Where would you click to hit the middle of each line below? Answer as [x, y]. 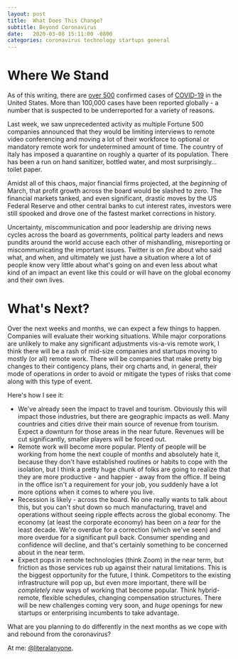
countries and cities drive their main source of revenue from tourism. [118, 424]
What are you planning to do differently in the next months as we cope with [117, 627]
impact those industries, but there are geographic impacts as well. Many [123, 416]
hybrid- [209, 590]
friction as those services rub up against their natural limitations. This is [122, 567]
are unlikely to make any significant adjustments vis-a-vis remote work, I [114, 343]
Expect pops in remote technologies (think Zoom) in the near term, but [120, 560]
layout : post [27, 14]
